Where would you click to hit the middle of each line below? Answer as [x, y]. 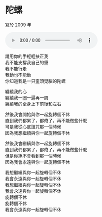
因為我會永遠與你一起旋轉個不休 [37, 162]
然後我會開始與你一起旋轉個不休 [37, 114]
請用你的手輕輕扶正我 [27, 56]
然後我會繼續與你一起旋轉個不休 [37, 143]
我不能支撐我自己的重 [27, 62]
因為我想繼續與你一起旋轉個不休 [37, 133]
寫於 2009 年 [18, 25]
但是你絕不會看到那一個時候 [33, 156]
